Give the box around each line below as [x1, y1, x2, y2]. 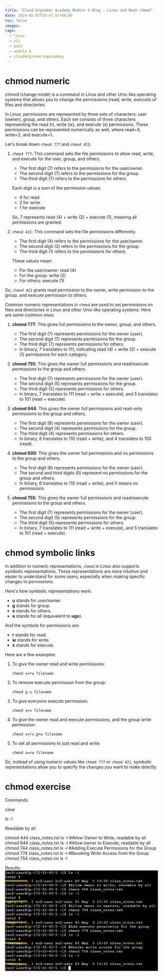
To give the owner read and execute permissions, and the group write [12, 717, 151, 723]
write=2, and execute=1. [5, 132, 53, 138]
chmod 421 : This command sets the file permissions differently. [12, 229, 137, 235]
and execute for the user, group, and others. [12, 156, 100, 162]
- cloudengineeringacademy [9, 54, 64, 59]
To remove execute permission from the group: [12, 680, 106, 685]
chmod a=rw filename [12, 750, 54, 755]
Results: [5, 865, 21, 871]
